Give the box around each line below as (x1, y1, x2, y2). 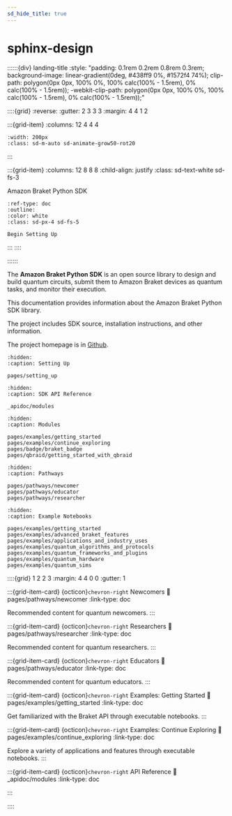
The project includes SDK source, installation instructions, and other (7, 319, 203, 328)
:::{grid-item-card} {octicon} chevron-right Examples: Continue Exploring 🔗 (7, 725, 222, 734)
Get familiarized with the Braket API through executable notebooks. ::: (7, 712, 207, 720)
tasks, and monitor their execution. (7, 284, 107, 293)
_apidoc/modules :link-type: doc (7, 775, 100, 783)
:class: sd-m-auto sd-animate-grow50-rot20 (7, 140, 136, 147)
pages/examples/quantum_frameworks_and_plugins (7, 549, 148, 556)
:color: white (7, 212, 49, 219)
